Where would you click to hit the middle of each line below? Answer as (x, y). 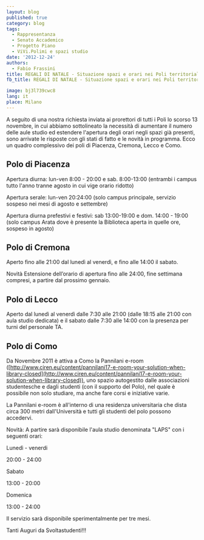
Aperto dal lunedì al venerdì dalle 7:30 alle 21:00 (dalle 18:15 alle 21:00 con (99, 314)
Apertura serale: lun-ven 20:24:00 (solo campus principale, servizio (91, 197)
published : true (27, 18)
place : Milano (24, 102)
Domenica (19, 495)
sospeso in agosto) (30, 228)
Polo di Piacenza (38, 164)
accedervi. (20, 418)
